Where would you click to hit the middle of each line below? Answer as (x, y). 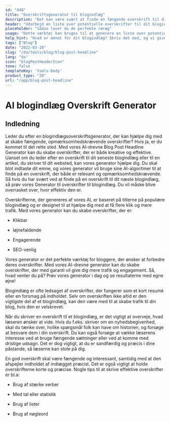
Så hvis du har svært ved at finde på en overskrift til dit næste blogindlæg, (82, 179)
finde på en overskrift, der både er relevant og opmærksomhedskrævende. (83, 174)
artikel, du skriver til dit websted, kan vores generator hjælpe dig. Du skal (81, 163)
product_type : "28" (26, 76)
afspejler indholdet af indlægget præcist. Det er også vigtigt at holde (77, 364)
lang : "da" (17, 57)
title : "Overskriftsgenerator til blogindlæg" (55, 15)
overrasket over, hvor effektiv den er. (44, 190)
